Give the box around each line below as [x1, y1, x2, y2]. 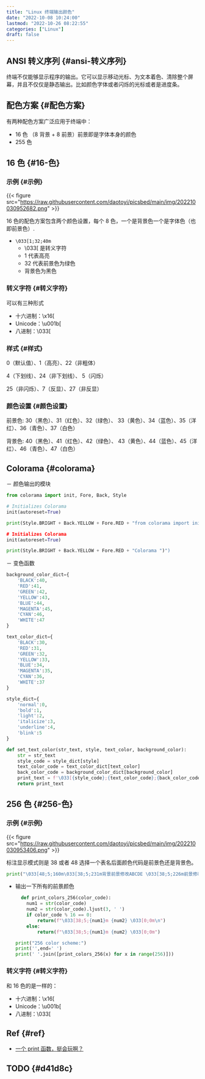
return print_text [17, 781, 64, 787]
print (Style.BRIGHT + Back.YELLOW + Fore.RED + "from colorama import [6, 520, 190, 526]
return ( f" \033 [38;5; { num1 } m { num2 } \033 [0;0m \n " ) [37, 917, 166, 923]
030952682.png [6, 205, 48, 212]
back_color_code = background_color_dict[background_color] [17, 770, 173, 776]
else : [26, 923, 41, 929]
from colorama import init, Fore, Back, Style [6, 493, 127, 499]
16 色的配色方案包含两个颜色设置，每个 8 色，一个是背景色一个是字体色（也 [6, 217, 196, 225]
